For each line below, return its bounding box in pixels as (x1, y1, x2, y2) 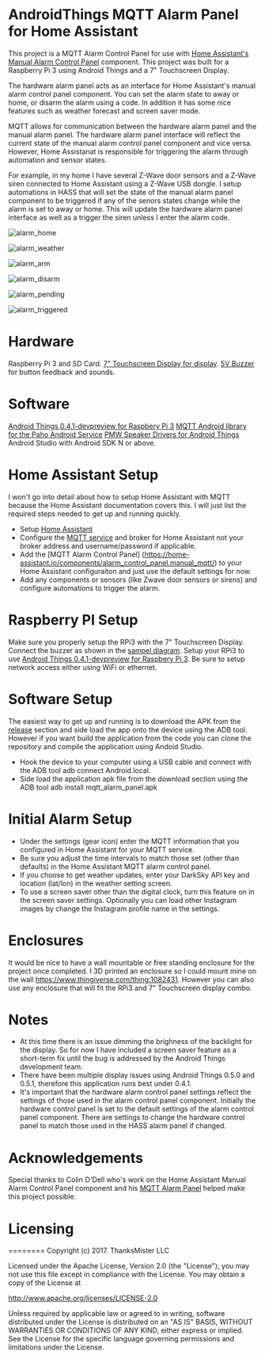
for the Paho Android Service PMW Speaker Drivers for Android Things (8, 430, 240, 439)
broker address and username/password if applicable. (19, 541, 196, 550)
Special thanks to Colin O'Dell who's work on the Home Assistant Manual (8, 1175, 247, 1184)
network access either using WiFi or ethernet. (8, 662, 157, 671)
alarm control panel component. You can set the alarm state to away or (8, 89, 240, 98)
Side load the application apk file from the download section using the (19, 774, 248, 783)
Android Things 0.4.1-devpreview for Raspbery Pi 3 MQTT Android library (8, 421, 247, 430)
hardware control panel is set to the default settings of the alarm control (19, 1104, 255, 1114)
